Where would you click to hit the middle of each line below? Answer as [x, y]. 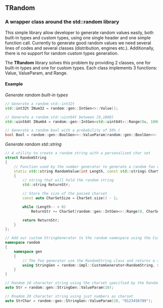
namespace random [23, 243]
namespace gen [28, 252]
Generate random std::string [33, 144]
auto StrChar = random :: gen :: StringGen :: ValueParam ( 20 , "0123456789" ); [79, 301]
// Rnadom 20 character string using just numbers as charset [69, 296]
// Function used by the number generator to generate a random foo [84, 167]
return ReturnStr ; [41, 220]
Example [14, 84]
